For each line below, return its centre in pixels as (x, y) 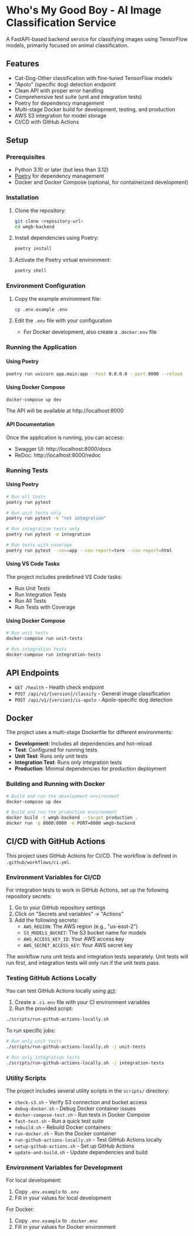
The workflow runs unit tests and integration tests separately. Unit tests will (97, 956)
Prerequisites (26, 157)
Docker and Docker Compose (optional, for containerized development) (101, 182)
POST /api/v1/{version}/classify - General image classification (92, 693)
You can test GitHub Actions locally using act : (61, 991)
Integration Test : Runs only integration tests (68, 762)
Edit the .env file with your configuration (63, 321)
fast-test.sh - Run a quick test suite (59, 1121)
